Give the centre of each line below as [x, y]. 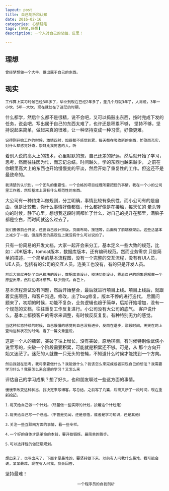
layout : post [19, 10]
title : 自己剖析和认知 [26, 15]
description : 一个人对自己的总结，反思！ [44, 33]
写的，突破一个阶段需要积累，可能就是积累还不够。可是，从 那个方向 [85, 347]
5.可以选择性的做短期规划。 [30, 444]
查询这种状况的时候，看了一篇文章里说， [41, 331]
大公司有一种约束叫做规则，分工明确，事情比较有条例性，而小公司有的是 [80, 200]
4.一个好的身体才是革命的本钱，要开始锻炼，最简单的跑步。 [58, 434]
